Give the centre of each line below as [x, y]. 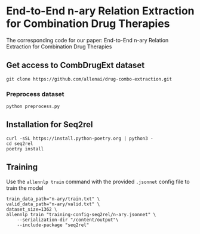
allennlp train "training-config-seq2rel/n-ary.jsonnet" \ [81, 214]
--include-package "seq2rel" [53, 225]
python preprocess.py [33, 107]
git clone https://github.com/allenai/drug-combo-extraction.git [89, 79]
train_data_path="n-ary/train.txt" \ [53, 199]
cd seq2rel [20, 144]
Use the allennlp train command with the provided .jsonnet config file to [98, 181]
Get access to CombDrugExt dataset [76, 65]
